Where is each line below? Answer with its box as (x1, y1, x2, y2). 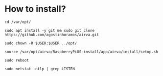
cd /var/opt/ (4, 19, 31, 24)
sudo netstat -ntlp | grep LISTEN (4, 66, 75, 71)
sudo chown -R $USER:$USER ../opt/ (4, 40, 77, 46)
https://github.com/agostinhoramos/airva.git (4, 32, 99, 37)
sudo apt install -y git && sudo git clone (4, 28, 95, 33)
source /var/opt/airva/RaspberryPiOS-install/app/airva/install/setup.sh (4, 49, 159, 54)
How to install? (4, 3, 67, 15)
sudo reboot (4, 57, 29, 63)
